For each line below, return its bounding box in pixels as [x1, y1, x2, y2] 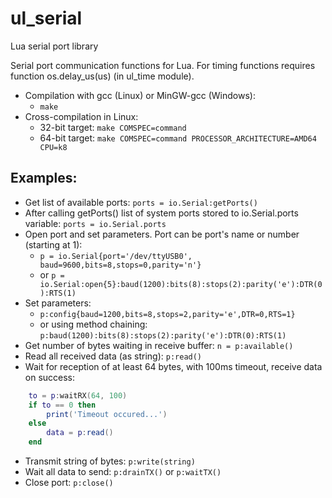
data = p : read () [46, 428, 114, 438]
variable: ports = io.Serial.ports [24, 217, 167, 229]
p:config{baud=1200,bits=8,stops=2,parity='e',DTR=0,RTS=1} [39, 309, 296, 319]
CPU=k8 [39, 142, 68, 152]
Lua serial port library [10, 40, 99, 52]
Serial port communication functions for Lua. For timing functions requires [10, 59, 316, 71]
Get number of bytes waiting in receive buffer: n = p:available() [24, 339, 294, 351]
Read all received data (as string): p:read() [24, 350, 203, 362]
